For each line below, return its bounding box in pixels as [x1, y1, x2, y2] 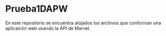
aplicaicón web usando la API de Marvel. [5, 25, 91, 31]
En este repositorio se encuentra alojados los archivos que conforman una [5, 20, 161, 26]
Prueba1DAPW [5, 3, 68, 15]
